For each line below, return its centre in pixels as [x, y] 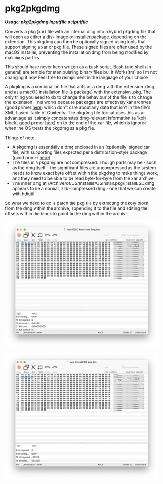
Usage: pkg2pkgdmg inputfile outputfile [46, 22]
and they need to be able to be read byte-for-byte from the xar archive [83, 178]
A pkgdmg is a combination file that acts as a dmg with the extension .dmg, [80, 86]
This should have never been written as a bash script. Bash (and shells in [78, 67]
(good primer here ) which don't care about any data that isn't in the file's [78, 107]
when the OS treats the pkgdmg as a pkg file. [50, 128]
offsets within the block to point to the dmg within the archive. [67, 213]
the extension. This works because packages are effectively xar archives [78, 102]
